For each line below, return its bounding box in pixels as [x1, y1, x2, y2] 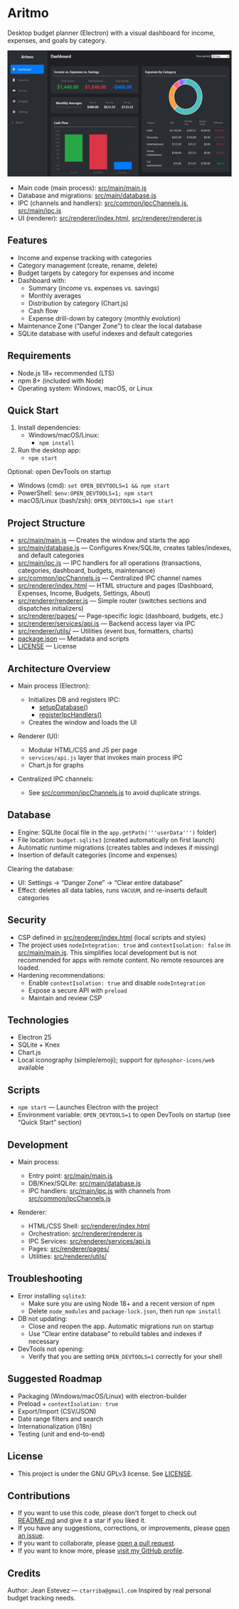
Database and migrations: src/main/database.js [17, 191, 156, 200]
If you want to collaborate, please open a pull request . [17, 1539, 176, 1548]
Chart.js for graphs [28, 761, 84, 769]
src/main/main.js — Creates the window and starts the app [17, 536, 190, 544]
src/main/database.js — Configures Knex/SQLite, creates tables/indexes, [17, 544, 232, 552]
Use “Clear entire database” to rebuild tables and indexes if [28, 1329, 203, 1338]
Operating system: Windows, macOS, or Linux [17, 383, 153, 393]
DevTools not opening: [17, 1345, 84, 1353]
